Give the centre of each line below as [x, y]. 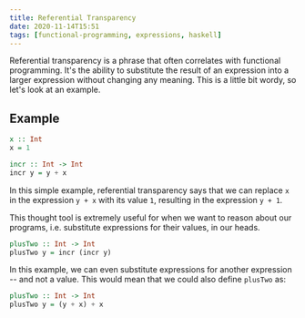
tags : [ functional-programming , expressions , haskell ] [116, 35]
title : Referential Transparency [73, 18]
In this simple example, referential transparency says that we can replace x [149, 190]
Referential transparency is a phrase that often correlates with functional [145, 61]
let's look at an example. [55, 90]
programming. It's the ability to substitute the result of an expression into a [149, 70]
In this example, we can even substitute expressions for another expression [151, 270]
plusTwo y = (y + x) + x [56, 305]
